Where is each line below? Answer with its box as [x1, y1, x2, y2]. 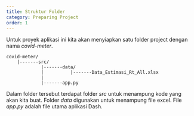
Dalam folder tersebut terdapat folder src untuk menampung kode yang [6, 90, 182, 98]
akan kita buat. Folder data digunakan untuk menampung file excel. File [6, 96, 182, 104]
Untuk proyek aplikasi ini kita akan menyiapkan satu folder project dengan [6, 36, 188, 43]
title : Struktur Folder [6, 8, 66, 15]
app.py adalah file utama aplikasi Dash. [6, 103, 103, 110]
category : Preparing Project [6, 14, 79, 20]
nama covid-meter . [6, 42, 53, 49]
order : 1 [6, 20, 28, 26]
